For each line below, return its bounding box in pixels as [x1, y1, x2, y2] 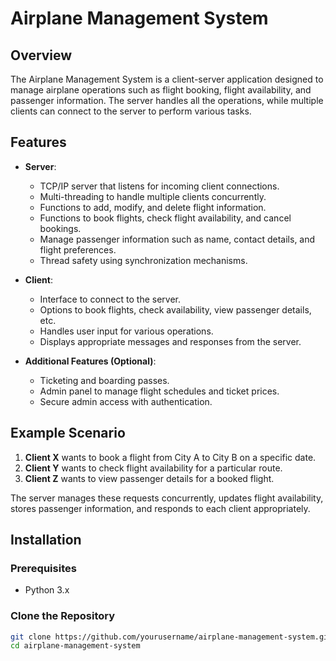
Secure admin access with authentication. [39, 395, 213, 407]
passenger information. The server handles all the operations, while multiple [10, 95, 324, 106]
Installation [10, 532, 82, 549]
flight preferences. [39, 243, 117, 256]
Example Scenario [10, 425, 126, 442]
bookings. [39, 222, 82, 234]
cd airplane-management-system [10, 641, 141, 651]
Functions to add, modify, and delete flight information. [39, 201, 267, 213]
